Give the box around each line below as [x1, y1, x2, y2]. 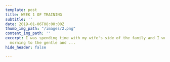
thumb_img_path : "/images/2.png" [5, 26, 76, 31]
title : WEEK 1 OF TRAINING [5, 12, 62, 17]
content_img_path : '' [5, 31, 51, 36]
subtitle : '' [5, 17, 33, 22]
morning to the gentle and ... [10, 40, 76, 45]
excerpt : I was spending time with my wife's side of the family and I [5, 36, 159, 41]
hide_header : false [5, 45, 47, 50]
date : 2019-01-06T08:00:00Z [5, 21, 65, 27]
